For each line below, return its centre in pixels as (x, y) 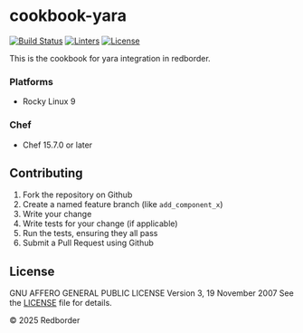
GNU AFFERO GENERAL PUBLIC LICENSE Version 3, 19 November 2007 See (151, 293)
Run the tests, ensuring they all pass (90, 233)
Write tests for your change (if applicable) (100, 224)
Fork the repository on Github (77, 195)
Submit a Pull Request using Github (88, 243)
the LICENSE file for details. (61, 303)
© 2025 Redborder (45, 320)
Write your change (57, 214)
